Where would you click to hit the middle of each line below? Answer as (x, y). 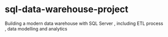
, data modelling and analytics (36, 28)
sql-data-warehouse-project (67, 9)
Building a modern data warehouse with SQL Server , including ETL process (84, 23)
